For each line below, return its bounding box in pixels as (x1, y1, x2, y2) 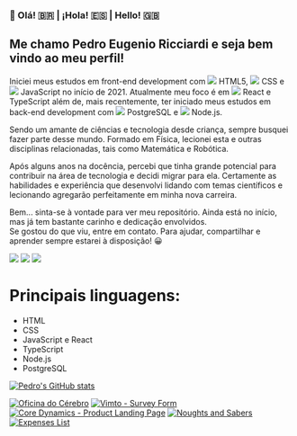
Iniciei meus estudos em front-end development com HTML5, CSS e (9, 76, 285, 86)
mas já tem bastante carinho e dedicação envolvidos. (9, 216, 207, 227)
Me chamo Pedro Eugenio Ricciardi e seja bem (9, 37, 274, 52)
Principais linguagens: (9, 285, 181, 306)
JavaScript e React (22, 334, 93, 345)
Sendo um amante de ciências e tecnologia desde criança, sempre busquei (9, 124, 289, 135)
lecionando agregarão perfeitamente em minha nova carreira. (9, 189, 238, 200)
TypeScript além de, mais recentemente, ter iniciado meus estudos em (9, 95, 272, 107)
